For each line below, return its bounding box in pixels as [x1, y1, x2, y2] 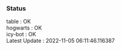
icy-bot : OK [6, 31, 36, 38]
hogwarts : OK [6, 24, 42, 31]
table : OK [6, 18, 31, 25]
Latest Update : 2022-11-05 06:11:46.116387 [6, 37, 115, 45]
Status [6, 4, 26, 13]
